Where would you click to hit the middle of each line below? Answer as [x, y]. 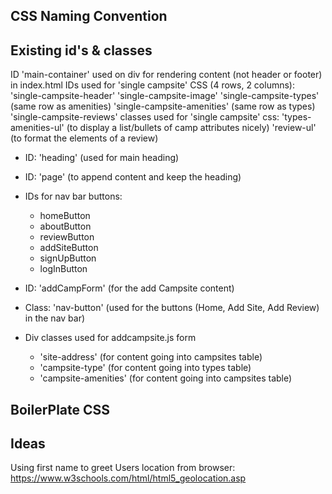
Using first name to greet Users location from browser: [123, 468]
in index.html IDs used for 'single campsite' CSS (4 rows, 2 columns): [152, 85]
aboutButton [65, 226]
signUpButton [68, 258]
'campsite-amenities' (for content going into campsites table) [166, 378]
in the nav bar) [55, 318]
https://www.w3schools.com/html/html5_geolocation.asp [128, 478]
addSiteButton [69, 248]
